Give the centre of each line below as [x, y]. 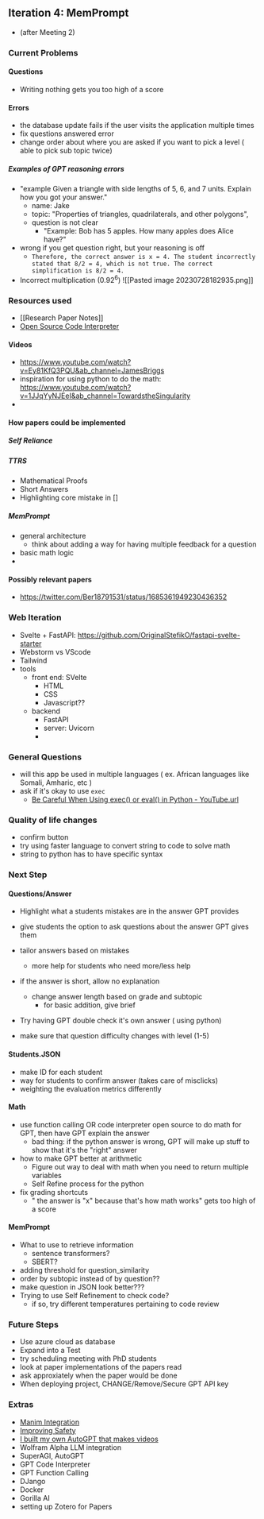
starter [31, 644]
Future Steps [34, 1324]
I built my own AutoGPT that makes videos [89, 1439]
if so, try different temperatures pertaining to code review [125, 1304]
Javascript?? [64, 702]
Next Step [28, 875]
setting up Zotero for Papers [66, 1506]
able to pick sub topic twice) [66, 151]
